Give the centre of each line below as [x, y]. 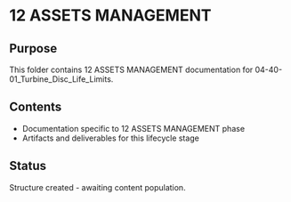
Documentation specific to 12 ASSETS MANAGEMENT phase [133, 128]
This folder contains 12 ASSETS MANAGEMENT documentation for [131, 69]
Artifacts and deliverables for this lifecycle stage [111, 138]
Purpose [33, 48]
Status [28, 166]
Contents [36, 107]
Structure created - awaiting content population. [97, 187]
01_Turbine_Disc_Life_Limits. [61, 79]
